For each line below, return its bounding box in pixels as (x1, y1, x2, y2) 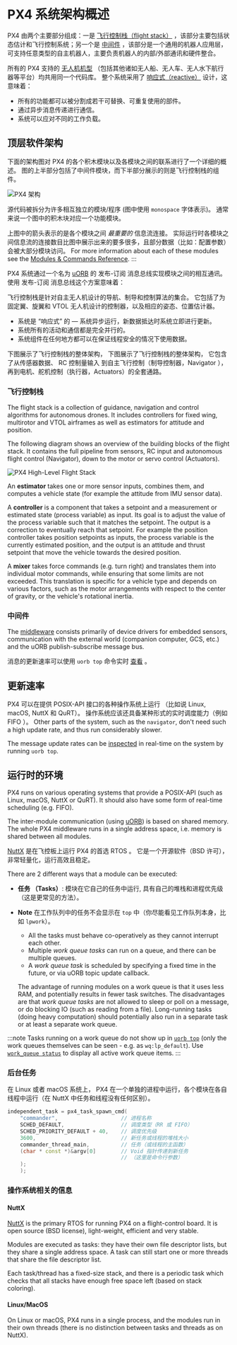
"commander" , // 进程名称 (20, 1115, 152, 1122)
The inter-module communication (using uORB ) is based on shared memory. (7, 816, 229, 825)
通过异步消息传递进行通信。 (17, 105, 99, 114)
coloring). (7, 1284, 35, 1293)
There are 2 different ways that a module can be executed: (7, 870, 178, 878)
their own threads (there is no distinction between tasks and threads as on (7, 1324, 224, 1332)
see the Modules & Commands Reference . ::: (7, 254, 138, 262)
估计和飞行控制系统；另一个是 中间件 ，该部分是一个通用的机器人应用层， (13, 40, 227, 48)
